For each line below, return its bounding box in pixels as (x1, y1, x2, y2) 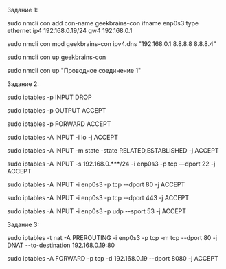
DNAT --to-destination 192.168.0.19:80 (7, 241, 115, 249)
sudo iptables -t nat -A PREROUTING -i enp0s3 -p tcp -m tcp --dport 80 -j (7, 234, 218, 241)
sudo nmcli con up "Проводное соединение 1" (7, 67, 142, 74)
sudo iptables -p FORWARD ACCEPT (7, 120, 111, 128)
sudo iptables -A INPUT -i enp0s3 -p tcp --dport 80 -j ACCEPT (7, 180, 185, 189)
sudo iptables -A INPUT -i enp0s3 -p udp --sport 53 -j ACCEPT (7, 207, 187, 215)
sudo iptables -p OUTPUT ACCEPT (7, 107, 106, 114)
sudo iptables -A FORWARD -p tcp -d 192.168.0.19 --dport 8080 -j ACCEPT (7, 255, 218, 262)
